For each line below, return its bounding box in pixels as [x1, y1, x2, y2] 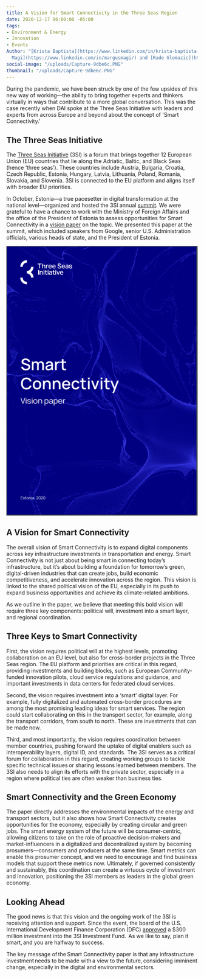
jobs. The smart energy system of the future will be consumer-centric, [6, 827, 182, 835]
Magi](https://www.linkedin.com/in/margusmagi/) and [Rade [12, 55, 165, 61]
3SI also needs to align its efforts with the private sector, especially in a [6, 768, 184, 775]
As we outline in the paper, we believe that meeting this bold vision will [6, 600, 183, 608]
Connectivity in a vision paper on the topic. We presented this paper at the [6, 221, 192, 228]
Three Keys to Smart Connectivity [6, 631, 138, 642]
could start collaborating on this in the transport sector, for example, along [6, 711, 192, 718]
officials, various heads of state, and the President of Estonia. [6, 234, 160, 242]
